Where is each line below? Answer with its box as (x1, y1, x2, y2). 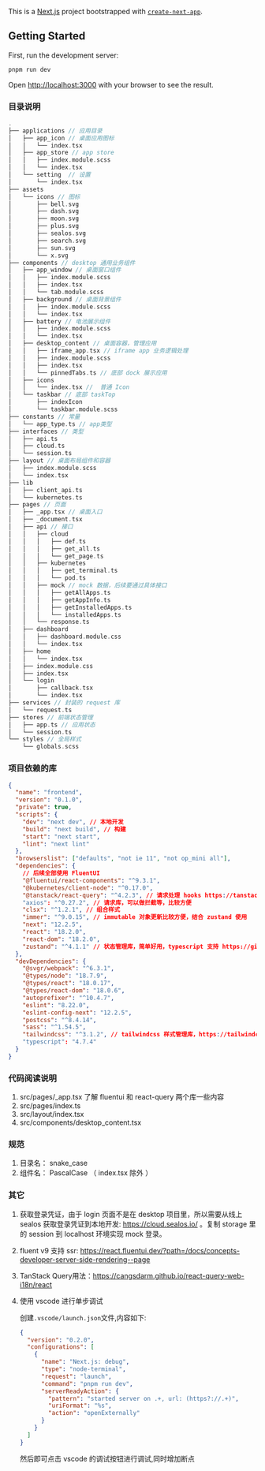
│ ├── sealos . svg (8, 230, 87, 237)
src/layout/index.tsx (19, 1110, 84, 1119)
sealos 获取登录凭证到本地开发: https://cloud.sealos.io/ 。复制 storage (19, 1219, 248, 1229)
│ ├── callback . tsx (8, 684, 93, 693)
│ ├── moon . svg (8, 215, 80, 223)
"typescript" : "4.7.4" (22, 1038, 97, 1046)
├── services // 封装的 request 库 (8, 699, 121, 707)
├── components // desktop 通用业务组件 (8, 259, 136, 267)
